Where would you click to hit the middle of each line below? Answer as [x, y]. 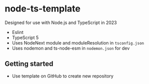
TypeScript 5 [25, 37]
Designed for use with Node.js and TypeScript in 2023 [61, 22]
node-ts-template [43, 9]
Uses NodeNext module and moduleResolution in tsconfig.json [78, 42]
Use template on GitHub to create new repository [63, 76]
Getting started [29, 64]
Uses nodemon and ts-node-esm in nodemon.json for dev [71, 48]
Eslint [18, 32]
